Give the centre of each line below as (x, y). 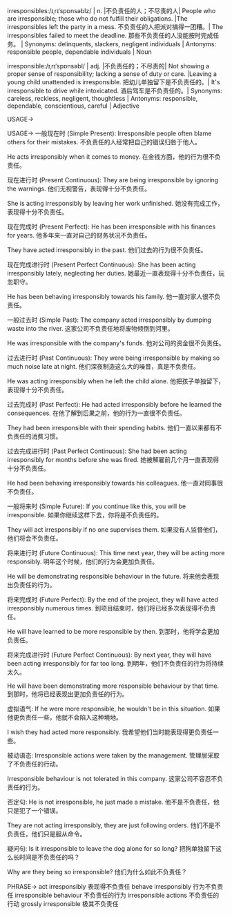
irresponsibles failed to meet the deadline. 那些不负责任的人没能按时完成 (110, 35)
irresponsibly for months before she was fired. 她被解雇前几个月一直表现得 (113, 460)
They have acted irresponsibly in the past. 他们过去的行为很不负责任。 (107, 250)
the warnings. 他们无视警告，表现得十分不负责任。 (79, 189)
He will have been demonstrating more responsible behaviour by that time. (113, 686)
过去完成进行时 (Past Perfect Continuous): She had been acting (97, 451)
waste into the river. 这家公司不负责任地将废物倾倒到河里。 (90, 328)
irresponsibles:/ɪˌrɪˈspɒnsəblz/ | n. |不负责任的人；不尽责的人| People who (112, 11)
